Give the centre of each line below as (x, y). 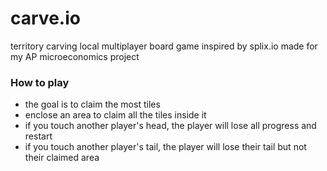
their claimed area (62, 158)
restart (38, 136)
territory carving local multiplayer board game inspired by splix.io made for (164, 46)
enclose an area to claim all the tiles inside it (115, 115)
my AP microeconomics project (75, 56)
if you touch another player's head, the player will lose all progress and (170, 126)
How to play (40, 82)
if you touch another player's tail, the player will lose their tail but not (165, 147)
